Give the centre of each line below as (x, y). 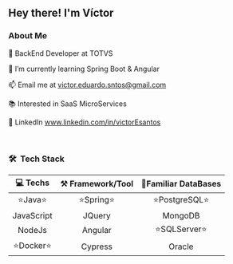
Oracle (181, 246)
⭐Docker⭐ (32, 245)
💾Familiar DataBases (181, 184)
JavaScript (33, 215)
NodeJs (32, 231)
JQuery (97, 215)
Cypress (97, 246)
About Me (28, 36)
